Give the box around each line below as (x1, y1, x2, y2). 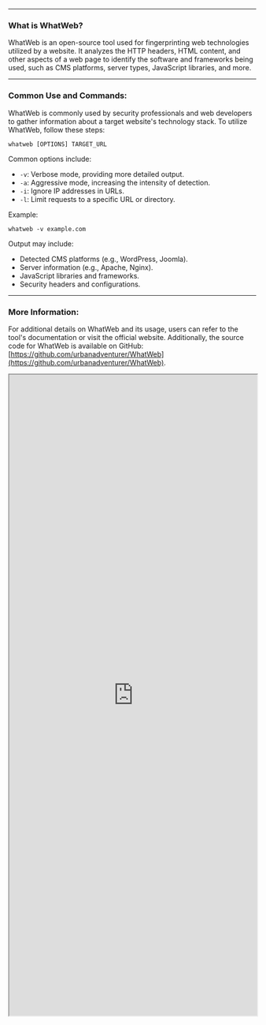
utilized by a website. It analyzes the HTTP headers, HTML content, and (8, 47, 242, 56)
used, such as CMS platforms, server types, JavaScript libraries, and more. (8, 63, 252, 73)
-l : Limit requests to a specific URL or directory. (19, 194, 175, 204)
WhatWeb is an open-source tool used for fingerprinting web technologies (8, 38, 249, 47)
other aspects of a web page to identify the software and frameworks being (8, 54, 253, 64)
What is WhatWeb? (8, 20, 83, 31)
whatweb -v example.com (8, 225, 87, 233)
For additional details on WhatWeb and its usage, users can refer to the (8, 324, 238, 334)
